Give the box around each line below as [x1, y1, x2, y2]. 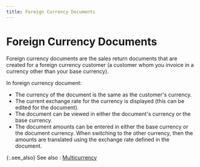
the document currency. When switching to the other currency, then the [14, 129, 193, 136]
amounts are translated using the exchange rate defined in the [14, 136, 170, 143]
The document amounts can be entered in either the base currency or [14, 123, 189, 130]
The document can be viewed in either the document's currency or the [14, 110, 191, 118]
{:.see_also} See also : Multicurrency [6, 154, 98, 161]
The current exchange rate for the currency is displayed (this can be [14, 97, 185, 104]
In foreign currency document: [6, 79, 82, 86]
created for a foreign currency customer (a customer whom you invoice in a [6, 61, 194, 68]
